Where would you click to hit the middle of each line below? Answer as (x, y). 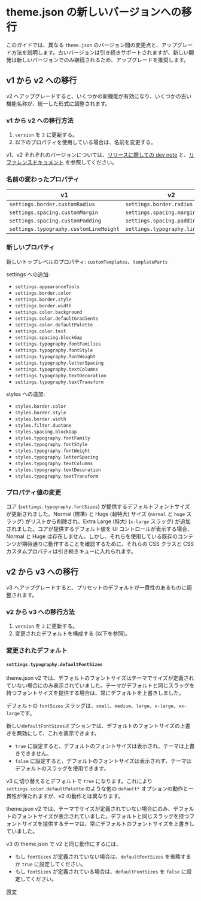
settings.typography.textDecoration (60, 375)
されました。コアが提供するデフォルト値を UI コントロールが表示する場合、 (100, 529)
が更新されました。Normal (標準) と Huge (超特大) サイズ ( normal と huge (96, 514)
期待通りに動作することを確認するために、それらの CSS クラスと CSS (108, 543)
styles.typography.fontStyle (51, 444)
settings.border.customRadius (52, 204)
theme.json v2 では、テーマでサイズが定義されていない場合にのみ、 (90, 809)
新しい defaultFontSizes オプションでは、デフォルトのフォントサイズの (93, 726)
